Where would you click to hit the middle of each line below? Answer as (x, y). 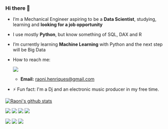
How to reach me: (31, 60)
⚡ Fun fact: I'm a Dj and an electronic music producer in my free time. (86, 89)
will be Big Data (29, 50)
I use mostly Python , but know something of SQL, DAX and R (77, 35)
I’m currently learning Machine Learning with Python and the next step (88, 44)
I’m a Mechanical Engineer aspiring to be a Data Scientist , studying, (85, 19)
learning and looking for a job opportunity (58, 24)
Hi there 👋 (18, 8)
